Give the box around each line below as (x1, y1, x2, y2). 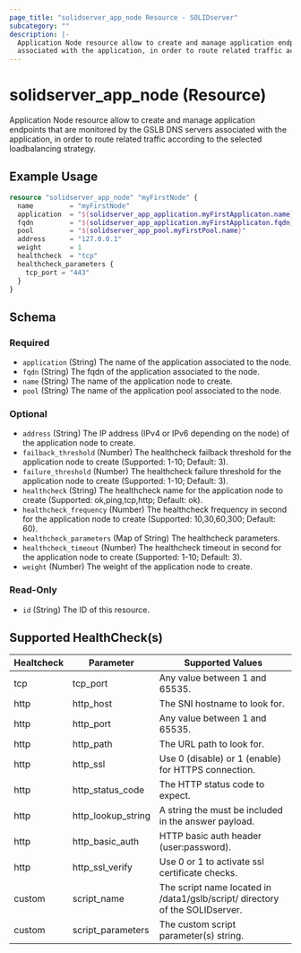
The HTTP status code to (159, 778, 265, 791)
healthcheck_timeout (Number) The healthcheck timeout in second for (21, 542, 282, 553)
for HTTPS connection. (159, 764, 256, 776)
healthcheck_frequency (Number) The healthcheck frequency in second (21, 504, 288, 515)
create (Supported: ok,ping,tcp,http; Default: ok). (21, 495, 203, 506)
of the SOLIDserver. (159, 904, 243, 916)
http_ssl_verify (72, 862, 133, 874)
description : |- (9, 30, 70, 39)
